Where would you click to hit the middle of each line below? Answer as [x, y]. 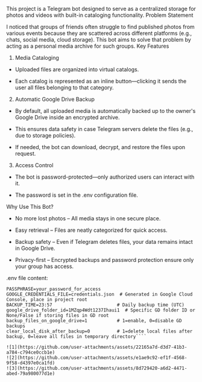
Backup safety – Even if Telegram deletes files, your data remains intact [104, 242]
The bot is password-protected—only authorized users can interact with [105, 177]
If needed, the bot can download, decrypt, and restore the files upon [100, 147]
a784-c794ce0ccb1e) [31, 352]
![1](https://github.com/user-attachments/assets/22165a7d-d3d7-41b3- [97, 347]
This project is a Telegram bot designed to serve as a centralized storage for [101, 9]
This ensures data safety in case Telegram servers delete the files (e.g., [104, 129]
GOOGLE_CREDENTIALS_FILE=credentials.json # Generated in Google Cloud [99, 294]
